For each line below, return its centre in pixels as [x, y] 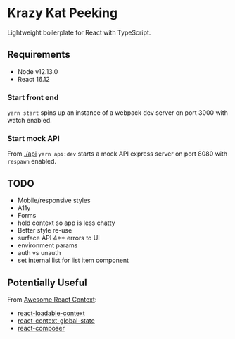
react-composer [41, 328]
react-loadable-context [51, 313]
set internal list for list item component [73, 260]
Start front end [33, 97]
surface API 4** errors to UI [58, 238]
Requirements [39, 55]
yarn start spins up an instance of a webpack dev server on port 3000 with [118, 113]
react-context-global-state [56, 320]
